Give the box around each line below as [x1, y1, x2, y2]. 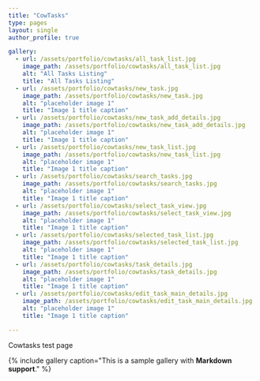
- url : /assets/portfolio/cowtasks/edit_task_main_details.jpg [15, 289, 228, 298]
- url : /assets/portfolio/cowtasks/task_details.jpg [15, 260, 193, 268]
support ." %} [8, 364, 51, 373]
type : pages [8, 19, 47, 27]
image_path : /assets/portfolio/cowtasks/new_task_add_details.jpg [22, 121, 246, 129]
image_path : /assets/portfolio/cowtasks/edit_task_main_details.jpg [22, 297, 253, 305]
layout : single [8, 26, 58, 34]
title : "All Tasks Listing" [22, 77, 115, 85]
